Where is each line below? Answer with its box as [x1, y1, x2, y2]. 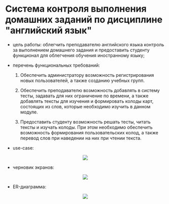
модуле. [20, 109, 38, 115]
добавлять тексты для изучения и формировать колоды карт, [20, 98, 154, 104]
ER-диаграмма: [12, 184, 47, 190]
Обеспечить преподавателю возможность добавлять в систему [20, 87, 160, 93]
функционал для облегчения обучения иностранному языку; [12, 52, 145, 59]
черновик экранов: [12, 164, 54, 170]
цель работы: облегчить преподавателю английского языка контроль [12, 41, 164, 47]
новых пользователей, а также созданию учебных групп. [20, 77, 145, 83]
